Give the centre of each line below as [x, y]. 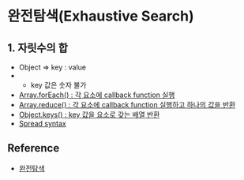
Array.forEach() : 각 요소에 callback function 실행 [97, 95]
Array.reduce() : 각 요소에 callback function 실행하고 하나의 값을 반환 [127, 105]
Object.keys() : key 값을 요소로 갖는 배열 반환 [89, 114]
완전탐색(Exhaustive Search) [101, 16]
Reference [34, 148]
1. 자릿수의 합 [38, 48]
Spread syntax [42, 124]
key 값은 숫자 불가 [58, 85]
